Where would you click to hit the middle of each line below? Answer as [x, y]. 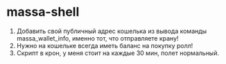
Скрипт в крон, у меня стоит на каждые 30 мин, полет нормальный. [118, 53]
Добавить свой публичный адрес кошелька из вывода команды [112, 31]
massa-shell [43, 12]
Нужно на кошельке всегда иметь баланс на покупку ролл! [105, 45]
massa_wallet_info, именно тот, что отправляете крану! [97, 38]
